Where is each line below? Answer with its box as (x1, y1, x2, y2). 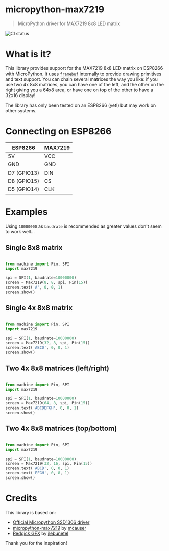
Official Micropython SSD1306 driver (12, 519, 90, 525)
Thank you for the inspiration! (5, 540, 67, 546)
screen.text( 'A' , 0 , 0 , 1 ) (5, 285, 63, 290)
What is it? (5, 49, 52, 60)
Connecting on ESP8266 (5, 126, 112, 137)
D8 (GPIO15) (8, 177, 40, 184)
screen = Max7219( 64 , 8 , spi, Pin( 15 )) (5, 401, 90, 406)
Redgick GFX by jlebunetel (12, 530, 69, 536)
